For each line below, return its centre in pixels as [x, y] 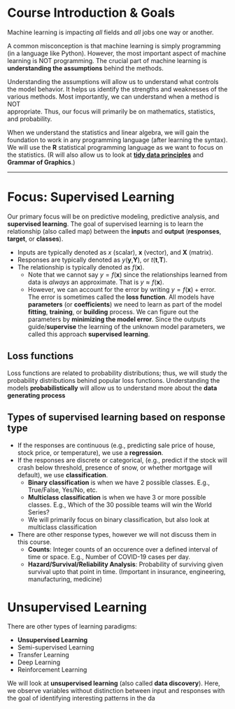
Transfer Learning [43, 655]
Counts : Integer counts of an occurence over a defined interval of [123, 549]
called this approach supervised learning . [89, 334]
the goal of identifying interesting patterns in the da [81, 699]
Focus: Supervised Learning [91, 197]
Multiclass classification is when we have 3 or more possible [117, 497]
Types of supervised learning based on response [116, 417]
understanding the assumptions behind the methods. [86, 68]
